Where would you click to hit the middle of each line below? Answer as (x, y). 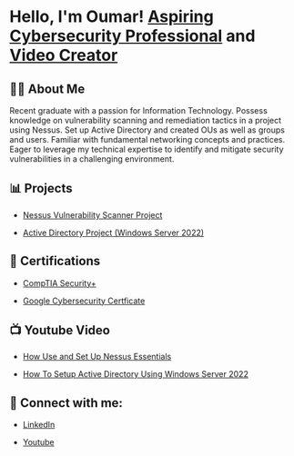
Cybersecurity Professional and (132, 36)
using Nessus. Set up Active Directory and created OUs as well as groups (147, 130)
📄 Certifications (55, 261)
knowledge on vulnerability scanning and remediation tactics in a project (146, 120)
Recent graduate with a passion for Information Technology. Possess (139, 110)
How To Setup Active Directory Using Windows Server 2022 (135, 374)
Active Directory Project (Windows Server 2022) (113, 233)
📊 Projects (41, 188)
